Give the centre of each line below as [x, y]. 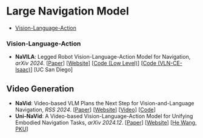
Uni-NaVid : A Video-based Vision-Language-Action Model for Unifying [104, 116]
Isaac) [23, 70]
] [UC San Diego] [51, 70]
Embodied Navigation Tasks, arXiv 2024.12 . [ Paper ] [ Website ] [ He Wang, [106, 123]
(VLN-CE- [170, 63]
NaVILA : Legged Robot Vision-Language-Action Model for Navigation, [103, 57]
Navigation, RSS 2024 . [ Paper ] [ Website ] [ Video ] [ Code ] [85, 110]
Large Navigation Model [68, 11]
